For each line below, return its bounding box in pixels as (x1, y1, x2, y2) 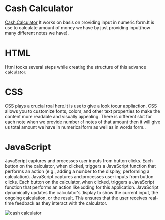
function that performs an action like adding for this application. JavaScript (5, 184, 159, 190)
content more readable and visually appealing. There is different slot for (5, 113, 152, 119)
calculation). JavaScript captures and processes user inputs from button (5, 173, 154, 179)
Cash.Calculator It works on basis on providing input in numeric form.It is (5, 19, 155, 25)
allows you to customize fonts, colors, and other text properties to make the (5, 108, 160, 114)
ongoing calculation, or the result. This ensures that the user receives (5, 195, 148, 201)
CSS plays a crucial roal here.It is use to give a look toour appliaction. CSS (5, 103, 157, 109)
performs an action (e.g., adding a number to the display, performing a (5, 168, 150, 174)
